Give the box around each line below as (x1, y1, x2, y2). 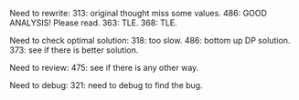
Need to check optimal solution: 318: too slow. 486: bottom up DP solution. (9, 35, 291, 45)
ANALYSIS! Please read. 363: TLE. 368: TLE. (9, 17, 177, 28)
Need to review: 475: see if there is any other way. (9, 63, 199, 73)
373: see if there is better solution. (9, 45, 139, 55)
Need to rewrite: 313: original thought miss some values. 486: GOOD (9, 8, 268, 18)
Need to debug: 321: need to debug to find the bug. (9, 80, 203, 90)
